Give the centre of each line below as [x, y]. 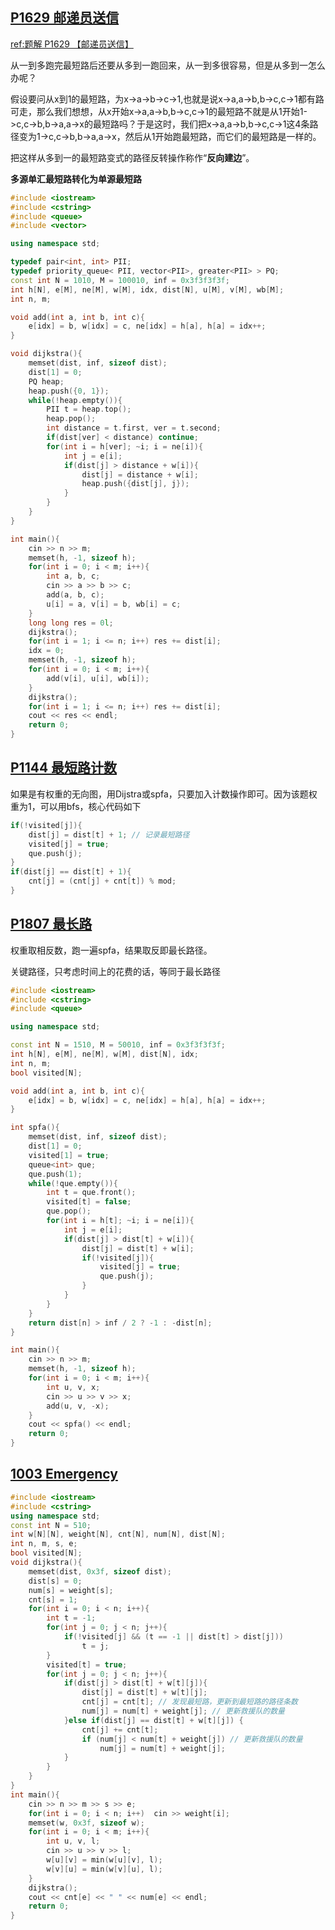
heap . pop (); [71, 419]
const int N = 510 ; [51, 1525]
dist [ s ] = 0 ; [55, 1581]
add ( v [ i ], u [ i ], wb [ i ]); [98, 678]
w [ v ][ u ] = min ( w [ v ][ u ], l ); [104, 1869]
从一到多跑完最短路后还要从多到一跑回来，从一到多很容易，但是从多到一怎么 [168, 65]
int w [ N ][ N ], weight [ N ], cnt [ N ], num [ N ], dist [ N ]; [118, 1534]
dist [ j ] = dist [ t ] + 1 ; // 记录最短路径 [109, 834]
